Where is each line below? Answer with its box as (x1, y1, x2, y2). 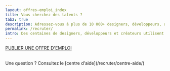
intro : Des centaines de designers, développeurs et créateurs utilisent (5, 31, 164, 36)
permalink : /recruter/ (5, 26, 53, 31)
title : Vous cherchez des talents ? (5, 12, 82, 17)
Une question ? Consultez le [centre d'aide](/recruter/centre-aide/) (5, 60, 145, 66)
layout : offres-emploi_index (5, 7, 67, 13)
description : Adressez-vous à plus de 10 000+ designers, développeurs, (5, 21, 162, 27)
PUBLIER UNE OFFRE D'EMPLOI (5, 45, 72, 51)
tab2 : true (5, 17, 28, 22)
